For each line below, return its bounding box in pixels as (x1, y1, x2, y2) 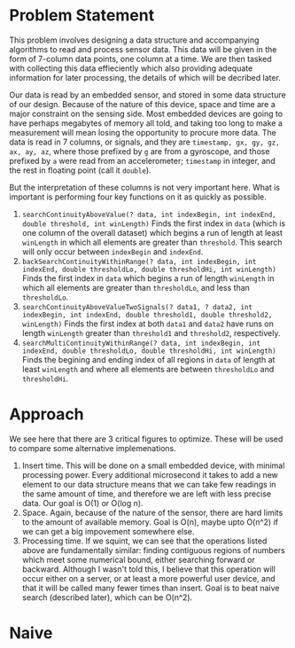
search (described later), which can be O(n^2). (21, 591, 193, 603)
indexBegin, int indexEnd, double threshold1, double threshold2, (21, 310, 273, 319)
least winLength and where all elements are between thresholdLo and (21, 363, 275, 374)
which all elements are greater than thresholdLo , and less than (21, 282, 251, 293)
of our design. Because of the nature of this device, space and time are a (9, 98, 276, 109)
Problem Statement (9, 5, 155, 26)
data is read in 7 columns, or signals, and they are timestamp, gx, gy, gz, (9, 137, 281, 147)
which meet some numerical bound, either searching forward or (21, 554, 255, 565)
